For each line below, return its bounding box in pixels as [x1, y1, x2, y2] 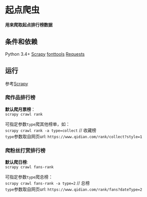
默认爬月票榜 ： [5, 106, 35, 112]
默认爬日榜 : [5, 159, 29, 165]
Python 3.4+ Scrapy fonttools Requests [5, 51, 85, 57]
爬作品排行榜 [5, 94, 36, 101]
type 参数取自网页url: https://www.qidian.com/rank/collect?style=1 [5, 133, 143, 139]
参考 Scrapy [5, 80, 29, 86]
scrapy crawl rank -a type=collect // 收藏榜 [5, 127, 97, 133]
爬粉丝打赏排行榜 [5, 147, 46, 154]
